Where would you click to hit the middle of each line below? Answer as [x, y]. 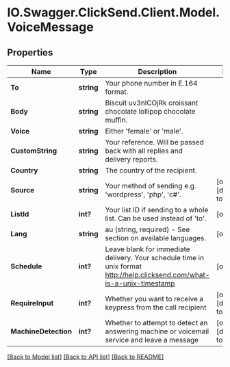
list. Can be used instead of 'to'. [156, 218]
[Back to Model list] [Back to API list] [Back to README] [86, 357]
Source [23, 190]
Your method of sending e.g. [151, 186]
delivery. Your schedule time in [154, 258]
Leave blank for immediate [148, 249]
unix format [124, 266]
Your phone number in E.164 [151, 83]
